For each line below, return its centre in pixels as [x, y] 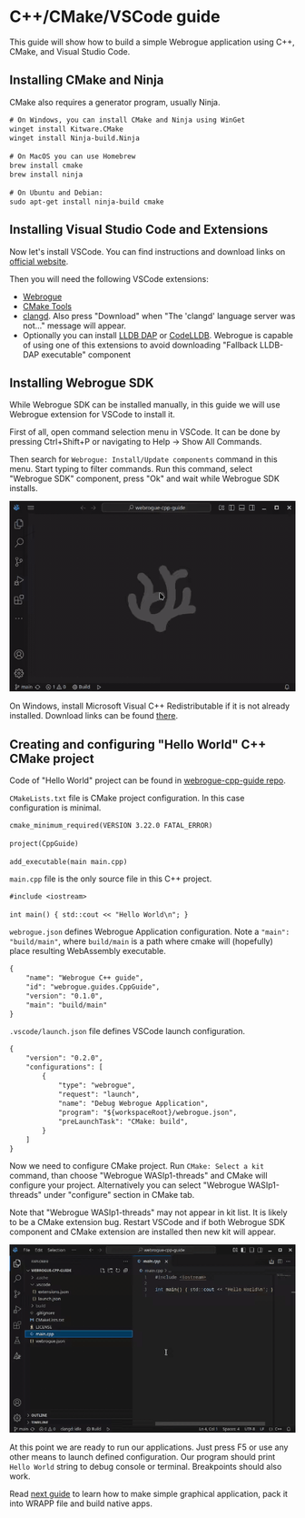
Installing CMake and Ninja [87, 80]
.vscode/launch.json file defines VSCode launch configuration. [127, 1031]
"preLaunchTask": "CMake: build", [123, 1122]
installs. [24, 488]
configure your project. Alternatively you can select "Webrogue [128, 1185]
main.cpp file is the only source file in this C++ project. [111, 879]
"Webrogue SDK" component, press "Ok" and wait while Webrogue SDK [144, 478]
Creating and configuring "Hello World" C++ [138, 744]
